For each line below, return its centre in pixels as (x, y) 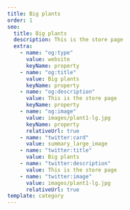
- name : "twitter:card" (55, 137)
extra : (23, 46)
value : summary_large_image (67, 144)
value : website (48, 59)
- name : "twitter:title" (56, 150)
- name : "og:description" (58, 92)
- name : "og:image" (48, 111)
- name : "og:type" (46, 53)
